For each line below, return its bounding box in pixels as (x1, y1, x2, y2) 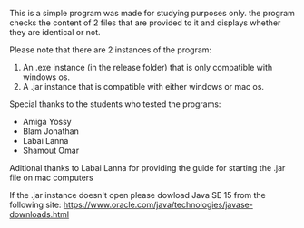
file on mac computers (9, 172, 93, 183)
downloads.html (9, 209, 70, 220)
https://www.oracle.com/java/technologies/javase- (63, 199, 254, 210)
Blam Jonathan (22, 126, 79, 137)
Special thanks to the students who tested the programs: (9, 99, 221, 109)
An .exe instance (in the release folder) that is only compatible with (22, 62, 273, 72)
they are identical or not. (9, 27, 102, 37)
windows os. (22, 71, 71, 82)
